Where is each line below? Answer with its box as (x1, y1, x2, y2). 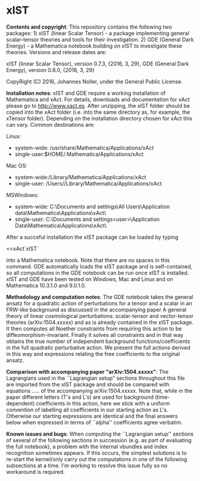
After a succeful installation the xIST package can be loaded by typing (6, 233, 179, 240)
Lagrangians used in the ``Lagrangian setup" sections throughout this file (6, 374, 186, 382)
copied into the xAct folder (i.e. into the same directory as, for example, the (6, 108, 190, 115)
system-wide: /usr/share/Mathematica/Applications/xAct (14, 144, 154, 151)
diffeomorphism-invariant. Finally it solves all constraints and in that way (6, 331, 183, 338)
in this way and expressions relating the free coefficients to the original (6, 350, 180, 357)
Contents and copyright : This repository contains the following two (6, 23, 173, 30)
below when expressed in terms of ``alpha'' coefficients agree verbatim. (6, 418, 183, 426)
